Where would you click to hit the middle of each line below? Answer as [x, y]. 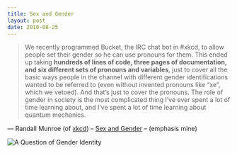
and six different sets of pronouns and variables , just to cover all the [126, 70]
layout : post [27, 21]
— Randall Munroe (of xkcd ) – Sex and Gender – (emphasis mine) [102, 129]
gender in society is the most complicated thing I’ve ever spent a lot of [127, 100]
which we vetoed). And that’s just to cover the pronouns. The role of [124, 92]
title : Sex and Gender [41, 14]
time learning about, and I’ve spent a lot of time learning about [115, 108]
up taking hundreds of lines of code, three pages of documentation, [126, 62]
